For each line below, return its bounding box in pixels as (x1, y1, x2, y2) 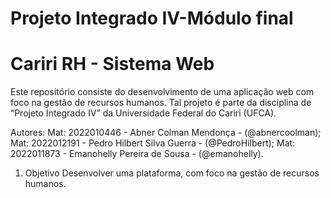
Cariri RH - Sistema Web (10, 53, 215, 76)
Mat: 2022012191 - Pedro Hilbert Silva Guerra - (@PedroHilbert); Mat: (10, 137, 296, 149)
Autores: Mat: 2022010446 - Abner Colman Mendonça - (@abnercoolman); (10, 127, 322, 139)
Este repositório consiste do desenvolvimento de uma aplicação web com (10, 86, 315, 98)
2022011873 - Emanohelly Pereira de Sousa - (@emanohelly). (10, 148, 264, 160)
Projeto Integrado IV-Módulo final (10, 7, 294, 30)
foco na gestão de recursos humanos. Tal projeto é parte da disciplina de (10, 97, 312, 109)
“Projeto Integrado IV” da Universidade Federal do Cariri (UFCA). (10, 107, 277, 119)
